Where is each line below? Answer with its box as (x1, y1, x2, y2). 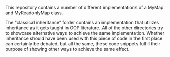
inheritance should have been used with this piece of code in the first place (5, 35, 163, 41)
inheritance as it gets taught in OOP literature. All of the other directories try (5, 25, 163, 31)
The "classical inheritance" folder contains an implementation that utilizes (5, 20, 159, 25)
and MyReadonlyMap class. (5, 10, 63, 16)
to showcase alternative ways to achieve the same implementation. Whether (5, 30, 165, 36)
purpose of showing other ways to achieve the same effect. (5, 46, 130, 52)
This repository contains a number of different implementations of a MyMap (5, 5, 164, 10)
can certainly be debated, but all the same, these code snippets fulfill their (5, 41, 161, 47)
